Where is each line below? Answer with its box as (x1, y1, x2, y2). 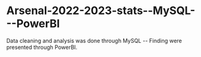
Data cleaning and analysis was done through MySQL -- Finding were (6, 37, 183, 44)
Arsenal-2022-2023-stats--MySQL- (6, 4, 195, 18)
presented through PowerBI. (6, 44, 78, 51)
